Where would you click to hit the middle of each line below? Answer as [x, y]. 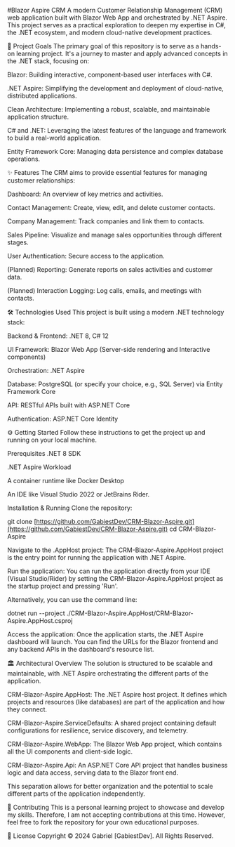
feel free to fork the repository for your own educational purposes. [103, 822]
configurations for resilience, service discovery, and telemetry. [98, 730]
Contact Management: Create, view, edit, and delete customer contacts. [111, 208]
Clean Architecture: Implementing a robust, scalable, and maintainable [109, 109]
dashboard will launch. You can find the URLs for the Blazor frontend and [113, 642]
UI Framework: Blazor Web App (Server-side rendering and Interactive [109, 349]
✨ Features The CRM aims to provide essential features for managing [107, 172]
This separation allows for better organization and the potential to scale [110, 786]
